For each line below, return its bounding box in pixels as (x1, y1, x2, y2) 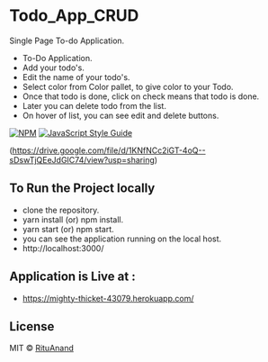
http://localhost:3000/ (22, 242, 104, 253)
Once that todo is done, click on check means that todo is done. (22, 91, 260, 102)
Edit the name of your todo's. (22, 71, 130, 82)
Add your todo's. (22, 62, 85, 73)
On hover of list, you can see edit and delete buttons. (22, 110, 219, 121)
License (9, 319, 55, 334)
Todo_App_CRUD (9, 5, 139, 26)
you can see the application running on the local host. (22, 233, 222, 244)
